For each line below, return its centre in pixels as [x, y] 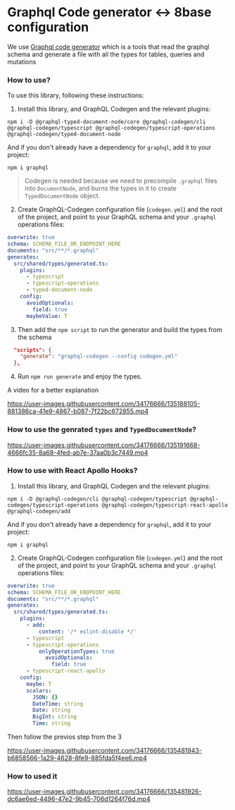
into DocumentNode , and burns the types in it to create [101, 188]
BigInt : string [55, 717]
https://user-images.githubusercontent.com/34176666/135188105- [104, 404]
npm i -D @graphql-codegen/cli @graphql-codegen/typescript [97, 499]
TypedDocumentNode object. [62, 196]
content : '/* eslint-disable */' [88, 632]
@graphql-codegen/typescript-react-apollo [165, 505]
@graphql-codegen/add [39, 511]
